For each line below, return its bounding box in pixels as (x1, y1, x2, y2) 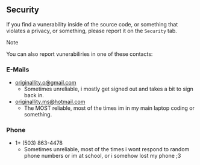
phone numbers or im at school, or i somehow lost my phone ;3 (23, 152, 181, 160)
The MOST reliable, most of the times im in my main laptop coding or (23, 104, 195, 112)
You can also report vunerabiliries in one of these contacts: (6, 50, 153, 58)
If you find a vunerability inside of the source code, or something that (6, 20, 178, 28)
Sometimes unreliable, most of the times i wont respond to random (23, 146, 190, 153)
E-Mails (6, 65, 30, 74)
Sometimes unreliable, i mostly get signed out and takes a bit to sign (23, 85, 194, 92)
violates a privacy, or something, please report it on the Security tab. (6, 27, 178, 34)
